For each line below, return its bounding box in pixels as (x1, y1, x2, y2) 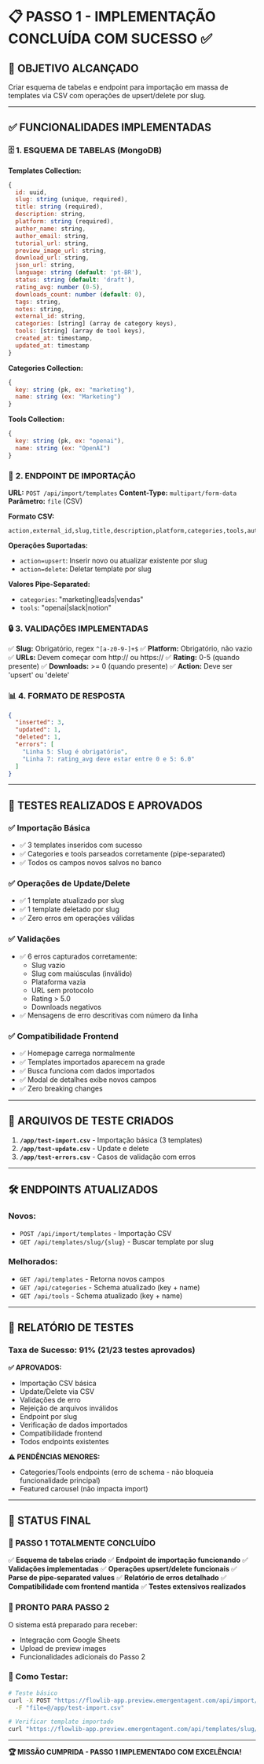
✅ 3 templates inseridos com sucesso (19, 840, 143, 850)
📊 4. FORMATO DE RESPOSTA (8, 691, 126, 702)
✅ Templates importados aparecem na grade (19, 1058, 166, 1067)
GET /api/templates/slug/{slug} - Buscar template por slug (19, 1237, 214, 1246)
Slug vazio (31, 960, 65, 970)
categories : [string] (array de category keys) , (15, 320, 178, 328)
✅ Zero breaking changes (19, 1084, 104, 1094)
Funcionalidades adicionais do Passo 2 (19, 1652, 146, 1661)
